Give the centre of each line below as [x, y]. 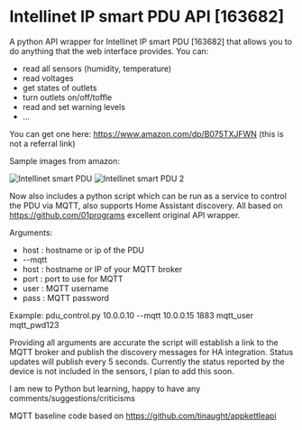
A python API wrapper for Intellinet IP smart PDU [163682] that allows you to [151, 41]
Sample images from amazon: [64, 160]
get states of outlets [59, 87]
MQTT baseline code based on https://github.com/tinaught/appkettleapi [143, 416]
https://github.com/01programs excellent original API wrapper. [125, 215]
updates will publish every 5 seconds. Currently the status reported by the [147, 361]
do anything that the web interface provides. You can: [109, 50]
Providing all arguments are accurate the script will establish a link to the [144, 342]
